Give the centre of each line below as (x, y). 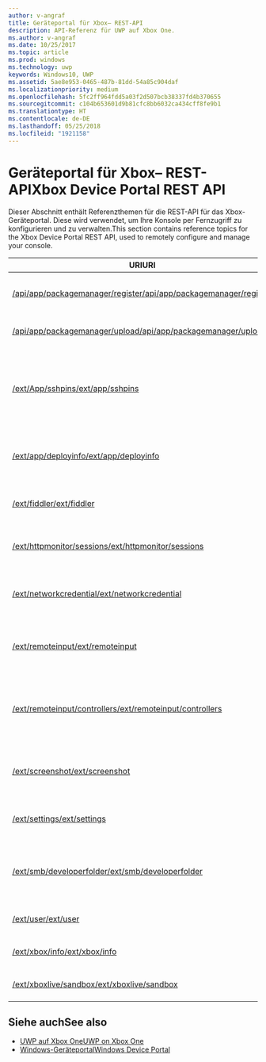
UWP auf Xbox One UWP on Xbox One (82, 1041)
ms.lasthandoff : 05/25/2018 (55, 126)
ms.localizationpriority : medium (63, 89)
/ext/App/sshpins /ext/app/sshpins (76, 388)
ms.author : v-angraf (42, 38)
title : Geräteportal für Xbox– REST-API (76, 23)
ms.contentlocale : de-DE (49, 119)
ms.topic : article (38, 52)
